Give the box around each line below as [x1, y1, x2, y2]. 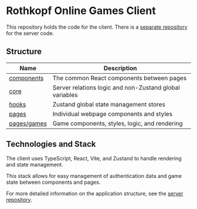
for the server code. [6, 29, 55, 36]
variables [52, 91, 78, 99]
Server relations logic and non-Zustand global [52, 83, 180, 91]
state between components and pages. [6, 179, 101, 186]
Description [103, 64, 137, 72]
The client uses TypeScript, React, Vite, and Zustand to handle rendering [6, 155, 182, 162]
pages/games [9, 119, 47, 127]
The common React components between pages [52, 74, 187, 82]
